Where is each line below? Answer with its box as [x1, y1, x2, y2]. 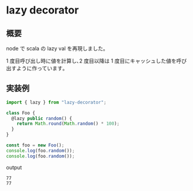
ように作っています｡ [16, 65, 66, 71]
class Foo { [6, 110, 35, 116]
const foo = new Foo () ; [6, 142, 65, 148]
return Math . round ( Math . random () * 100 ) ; [16, 121, 119, 127]
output [6, 163, 22, 170]
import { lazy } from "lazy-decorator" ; [6, 99, 107, 105]
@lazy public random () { [11, 115, 72, 121]
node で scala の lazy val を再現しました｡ [6, 45, 106, 52]
